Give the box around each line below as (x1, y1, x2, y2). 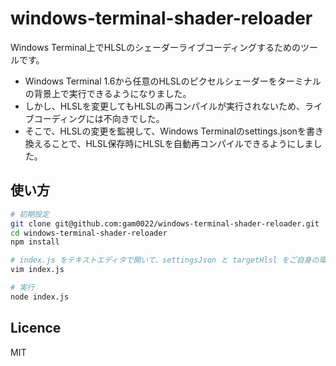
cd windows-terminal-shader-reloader (10, 228, 168, 238)
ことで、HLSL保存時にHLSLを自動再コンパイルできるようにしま (51, 137, 314, 149)
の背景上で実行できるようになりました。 (24, 87, 192, 99)
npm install (10, 237, 60, 247)
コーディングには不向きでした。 (33, 112, 165, 124)
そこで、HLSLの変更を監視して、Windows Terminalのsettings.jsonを (24, 125, 307, 137)
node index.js (10, 292, 70, 302)
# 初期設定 (10, 209, 50, 219)
